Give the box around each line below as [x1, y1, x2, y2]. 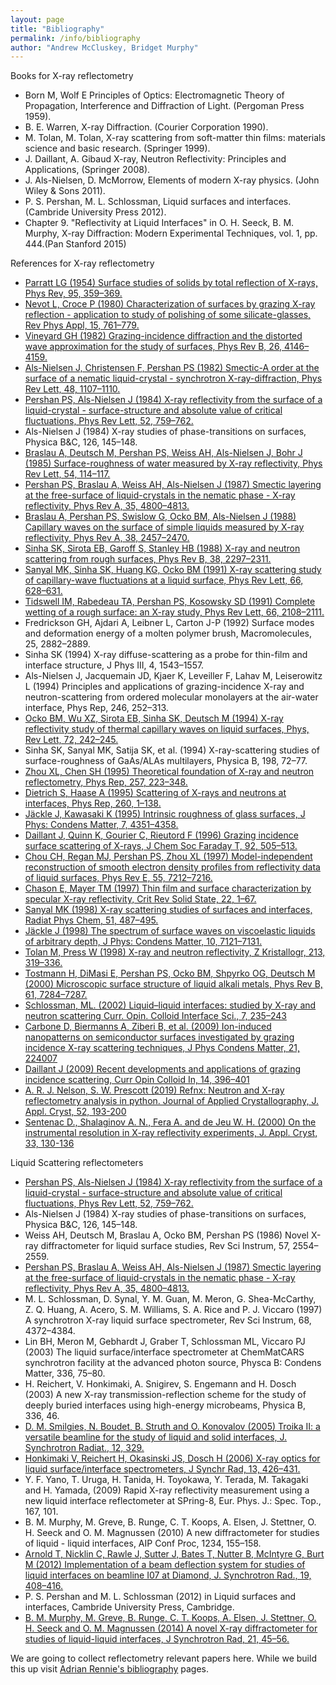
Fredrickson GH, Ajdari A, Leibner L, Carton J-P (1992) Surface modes [24, 617, 315, 629]
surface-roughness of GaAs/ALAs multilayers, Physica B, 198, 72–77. [24, 755, 308, 767]
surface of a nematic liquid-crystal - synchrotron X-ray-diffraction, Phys [24, 372, 323, 385]
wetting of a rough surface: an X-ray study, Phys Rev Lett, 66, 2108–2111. [24, 606, 325, 618]
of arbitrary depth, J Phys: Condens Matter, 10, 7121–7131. [24, 936, 263, 948]
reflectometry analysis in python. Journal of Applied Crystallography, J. [24, 1095, 319, 1107]
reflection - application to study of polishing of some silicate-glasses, [24, 309, 312, 321]
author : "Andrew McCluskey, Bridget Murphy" [10, 42, 199, 53]
